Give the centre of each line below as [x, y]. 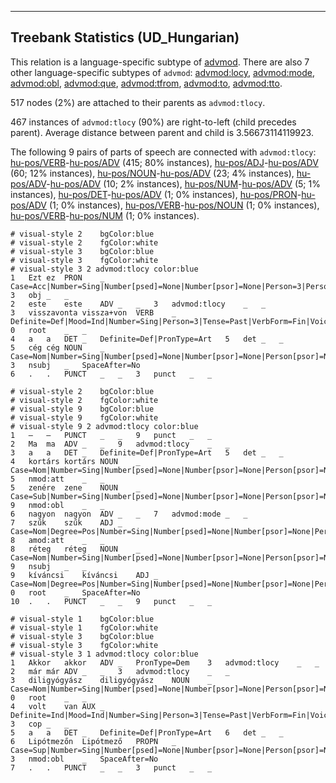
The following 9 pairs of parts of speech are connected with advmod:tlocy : [163, 152]
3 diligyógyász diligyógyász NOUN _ [111, 680]
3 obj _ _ [40, 295]
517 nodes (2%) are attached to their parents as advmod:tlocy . [138, 102]
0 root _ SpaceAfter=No [75, 592]
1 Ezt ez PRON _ [57, 277]
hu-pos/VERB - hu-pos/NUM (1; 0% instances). [105, 215]
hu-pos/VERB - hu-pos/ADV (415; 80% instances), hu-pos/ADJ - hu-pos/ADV [164, 162]
